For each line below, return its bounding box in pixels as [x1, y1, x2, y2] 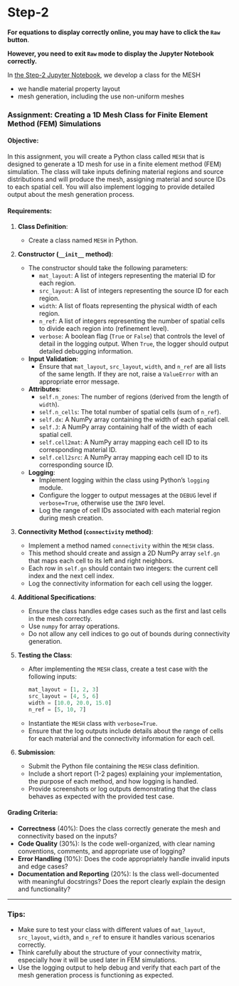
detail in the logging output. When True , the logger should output [38, 339, 229, 348]
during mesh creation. [38, 514, 104, 523]
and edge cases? [17, 862, 68, 871]
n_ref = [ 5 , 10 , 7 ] [28, 706, 87, 713]
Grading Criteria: [7, 808, 58, 817]
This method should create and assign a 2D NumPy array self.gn [28, 549, 221, 558]
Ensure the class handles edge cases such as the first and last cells [28, 607, 227, 615]
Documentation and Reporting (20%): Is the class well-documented [17, 869, 219, 878]
